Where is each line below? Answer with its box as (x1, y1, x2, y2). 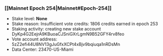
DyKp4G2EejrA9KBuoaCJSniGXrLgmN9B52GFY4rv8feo (11, 31, 125, 37)
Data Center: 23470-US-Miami (11, 46, 74, 53)
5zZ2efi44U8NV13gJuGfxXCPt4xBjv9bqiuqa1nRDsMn (11, 42, 121, 47)
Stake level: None (11, 16, 47, 22)
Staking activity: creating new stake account (11, 26, 101, 32)
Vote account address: (11, 36, 58, 42)
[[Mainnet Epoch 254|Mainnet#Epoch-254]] (4, 5, 112, 12)
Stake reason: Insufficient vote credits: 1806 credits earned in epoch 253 (11, 21, 158, 27)
